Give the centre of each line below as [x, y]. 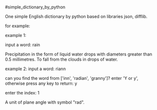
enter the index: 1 [22, 93]
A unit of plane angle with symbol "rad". [45, 102]
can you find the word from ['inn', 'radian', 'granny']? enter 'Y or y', [72, 78]
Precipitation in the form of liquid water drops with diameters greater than [78, 54]
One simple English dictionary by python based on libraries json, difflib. [76, 16]
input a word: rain [23, 45]
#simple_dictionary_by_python [35, 7]
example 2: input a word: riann [35, 69]
